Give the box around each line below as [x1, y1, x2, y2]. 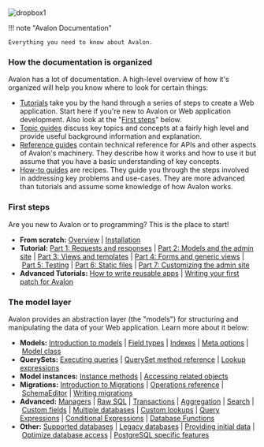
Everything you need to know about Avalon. [8, 39, 154, 47]
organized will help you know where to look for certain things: [8, 83, 209, 92]
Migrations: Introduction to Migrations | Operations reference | [19, 380, 225, 389]
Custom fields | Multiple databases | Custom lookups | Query [21, 405, 220, 415]
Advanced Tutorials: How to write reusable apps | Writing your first [19, 268, 240, 278]
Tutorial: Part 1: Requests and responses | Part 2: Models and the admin [19, 243, 254, 252]
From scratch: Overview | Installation [19, 235, 141, 244]
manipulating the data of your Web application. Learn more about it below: [8, 323, 250, 333]
